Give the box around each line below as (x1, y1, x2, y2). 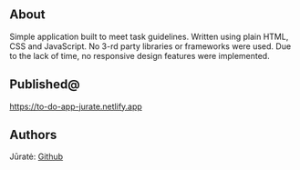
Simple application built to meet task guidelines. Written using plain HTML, (9, 31, 289, 42)
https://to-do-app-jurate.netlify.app (9, 101, 143, 112)
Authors (9, 127, 57, 143)
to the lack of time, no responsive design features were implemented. (9, 50, 271, 61)
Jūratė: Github (9, 151, 64, 162)
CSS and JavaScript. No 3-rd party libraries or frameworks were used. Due (9, 40, 292, 52)
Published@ (9, 76, 80, 93)
